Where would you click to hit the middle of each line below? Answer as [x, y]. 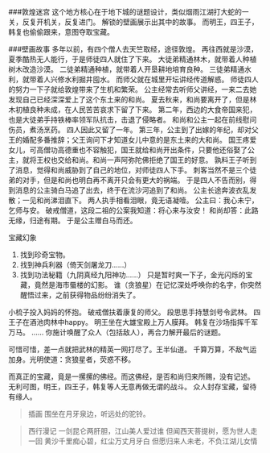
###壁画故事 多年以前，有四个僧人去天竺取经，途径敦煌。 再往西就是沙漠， [133, 49]
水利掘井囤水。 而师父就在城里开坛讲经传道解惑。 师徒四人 [161, 79]
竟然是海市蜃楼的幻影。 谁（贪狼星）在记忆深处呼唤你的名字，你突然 [148, 285]
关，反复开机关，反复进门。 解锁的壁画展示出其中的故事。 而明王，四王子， [133, 22]
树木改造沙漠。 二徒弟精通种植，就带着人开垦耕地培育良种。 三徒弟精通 [127, 69]
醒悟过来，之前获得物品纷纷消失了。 [80, 295]
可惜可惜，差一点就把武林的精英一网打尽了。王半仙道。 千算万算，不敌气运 [133, 349]
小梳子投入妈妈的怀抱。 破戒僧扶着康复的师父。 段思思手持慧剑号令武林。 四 [135, 312]
